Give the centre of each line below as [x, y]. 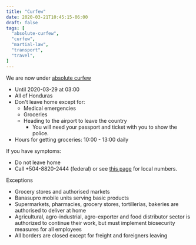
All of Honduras [34, 96]
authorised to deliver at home [50, 210]
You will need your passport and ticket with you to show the [105, 127]
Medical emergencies [50, 108]
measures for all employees [48, 229]
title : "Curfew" [26, 12]
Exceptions [20, 180]
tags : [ [16, 28]
